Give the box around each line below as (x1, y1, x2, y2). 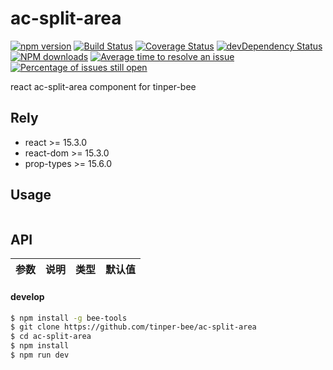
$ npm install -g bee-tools (10, 313, 128, 323)
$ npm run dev (10, 350, 70, 361)
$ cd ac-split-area (10, 332, 92, 342)
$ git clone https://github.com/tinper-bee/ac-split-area (10, 322, 257, 332)
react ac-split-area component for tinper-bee (10, 80, 197, 92)
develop (10, 290, 45, 302)
